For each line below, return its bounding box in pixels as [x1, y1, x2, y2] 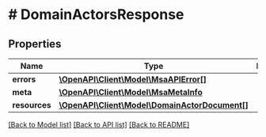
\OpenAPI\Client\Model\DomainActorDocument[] [59, 100, 249, 110]
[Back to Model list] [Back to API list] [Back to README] [8, 120, 190, 129]
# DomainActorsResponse [8, 6, 184, 24]
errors [12, 74, 36, 85]
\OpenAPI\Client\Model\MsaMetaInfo [59, 87, 203, 97]
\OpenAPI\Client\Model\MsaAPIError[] [59, 74, 207, 85]
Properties [8, 37, 62, 51]
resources [12, 100, 51, 110]
